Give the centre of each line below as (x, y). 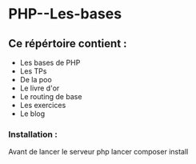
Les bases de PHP (50, 62)
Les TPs (33, 71)
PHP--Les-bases (65, 14)
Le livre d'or (40, 88)
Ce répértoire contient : (68, 44)
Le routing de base (51, 96)
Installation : (33, 134)
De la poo (36, 80)
